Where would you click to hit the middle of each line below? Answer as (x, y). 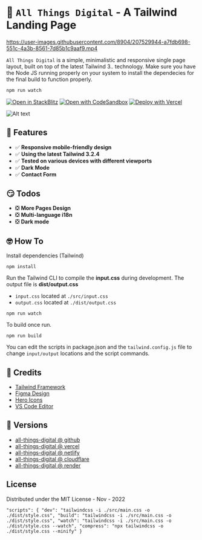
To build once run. (29, 325)
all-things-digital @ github (47, 440)
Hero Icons (29, 400)
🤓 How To (25, 241)
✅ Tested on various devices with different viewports (83, 161)
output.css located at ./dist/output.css (66, 303)
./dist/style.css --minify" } (44, 531)
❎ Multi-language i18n (44, 215)
